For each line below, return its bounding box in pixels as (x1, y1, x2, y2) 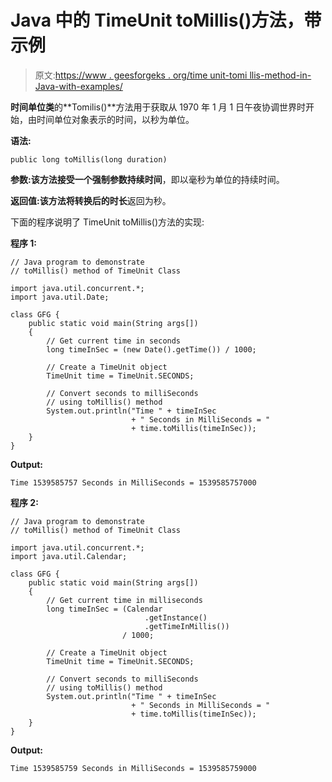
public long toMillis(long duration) (10, 154, 168, 165)
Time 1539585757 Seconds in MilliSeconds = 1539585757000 (10, 477, 257, 488)
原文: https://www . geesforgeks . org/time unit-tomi (34, 69, 248, 81)
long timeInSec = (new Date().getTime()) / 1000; (46, 344, 257, 355)
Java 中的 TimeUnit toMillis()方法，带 (10, 9, 322, 32)
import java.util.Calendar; (10, 551, 128, 561)
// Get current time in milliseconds (46, 595, 203, 605)
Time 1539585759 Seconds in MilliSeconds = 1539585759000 (10, 763, 257, 773)
